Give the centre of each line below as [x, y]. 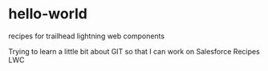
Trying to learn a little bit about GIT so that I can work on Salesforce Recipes [134, 51]
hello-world [48, 14]
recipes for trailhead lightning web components [87, 36]
